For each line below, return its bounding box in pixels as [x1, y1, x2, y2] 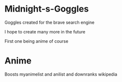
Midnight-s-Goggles [4, 3, 89, 15]
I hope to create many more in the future [4, 29, 86, 34]
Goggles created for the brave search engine [4, 19, 95, 25]
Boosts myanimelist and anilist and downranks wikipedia [4, 71, 118, 77]
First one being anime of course [4, 38, 69, 44]
